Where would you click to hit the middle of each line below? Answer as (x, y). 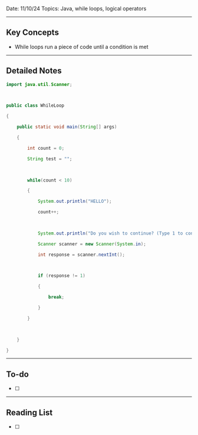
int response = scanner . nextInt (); (81, 255)
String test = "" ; (50, 159)
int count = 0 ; (46, 148)
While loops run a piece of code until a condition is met (81, 47)
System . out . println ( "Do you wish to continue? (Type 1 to (110, 233)
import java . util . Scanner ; (39, 84)
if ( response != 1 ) (61, 276)
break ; (56, 297)
